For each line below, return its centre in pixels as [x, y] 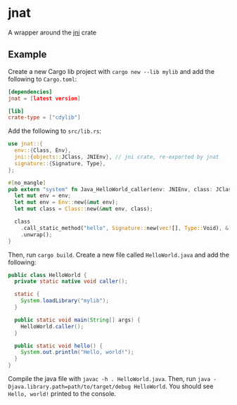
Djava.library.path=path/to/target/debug [70, 387]
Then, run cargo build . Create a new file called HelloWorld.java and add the [118, 255]
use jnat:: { [25, 144]
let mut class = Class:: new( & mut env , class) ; [84, 209]
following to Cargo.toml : [43, 79]
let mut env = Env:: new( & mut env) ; [66, 202]
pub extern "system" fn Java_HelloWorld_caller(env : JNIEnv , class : [110, 189]
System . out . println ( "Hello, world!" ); [77, 352]
